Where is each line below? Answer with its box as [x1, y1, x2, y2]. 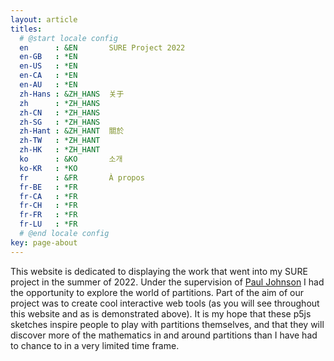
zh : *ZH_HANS [19, 98, 101, 108]
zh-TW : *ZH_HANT [19, 136, 101, 146]
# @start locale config [19, 33, 118, 43]
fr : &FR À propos [19, 172, 145, 183]
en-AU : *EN [19, 80, 78, 90]
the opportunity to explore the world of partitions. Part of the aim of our [10, 286, 304, 298]
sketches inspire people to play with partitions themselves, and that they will [10, 318, 325, 330]
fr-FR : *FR [19, 210, 78, 220]
